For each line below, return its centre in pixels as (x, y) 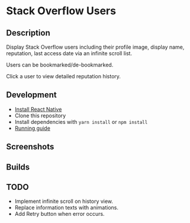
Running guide (32, 128)
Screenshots (30, 147)
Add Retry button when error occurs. (59, 214)
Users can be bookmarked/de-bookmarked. (60, 65)
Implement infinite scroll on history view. (64, 201)
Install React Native (38, 109)
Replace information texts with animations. (67, 208)
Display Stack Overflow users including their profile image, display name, (95, 47)
